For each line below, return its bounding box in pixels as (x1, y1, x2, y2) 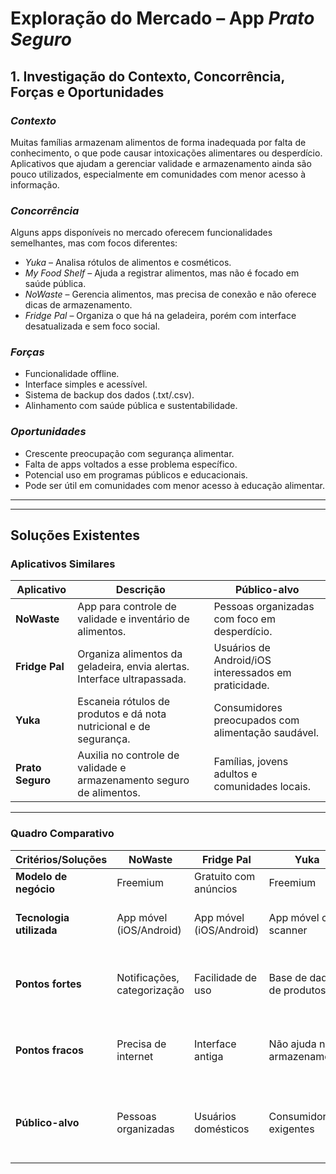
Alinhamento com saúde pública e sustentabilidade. (24, 400, 238, 412)
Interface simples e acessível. (24, 378, 148, 391)
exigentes (268, 1122, 315, 1136)
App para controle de (77, 600, 177, 614)
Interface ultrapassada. (77, 672, 187, 686)
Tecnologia (15, 910, 70, 924)
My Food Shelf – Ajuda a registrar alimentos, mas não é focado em (24, 267, 300, 279)
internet (116, 1049, 154, 1063)
